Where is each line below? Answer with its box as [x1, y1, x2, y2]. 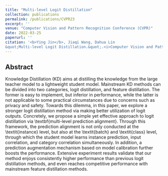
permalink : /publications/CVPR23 [5, 16, 75, 21]
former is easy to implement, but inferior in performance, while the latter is [5, 92, 158, 98]
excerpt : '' [5, 21, 30, 26]
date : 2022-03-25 [5, 30, 41, 35]
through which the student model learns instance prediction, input [5, 134, 141, 140]
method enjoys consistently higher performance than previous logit [5, 156, 144, 162]
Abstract [5, 63, 33, 71]
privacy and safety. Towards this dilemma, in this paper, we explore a [5, 103, 147, 109]
